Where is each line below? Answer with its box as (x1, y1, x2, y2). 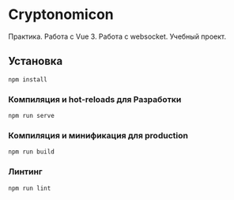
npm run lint (8, 184, 51, 192)
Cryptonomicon (8, 6, 115, 24)
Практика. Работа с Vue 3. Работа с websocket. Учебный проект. (8, 32, 227, 41)
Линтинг (8, 166, 43, 177)
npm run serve (8, 112, 55, 120)
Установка (8, 55, 63, 68)
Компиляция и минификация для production (8, 130, 188, 141)
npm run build (8, 148, 55, 156)
